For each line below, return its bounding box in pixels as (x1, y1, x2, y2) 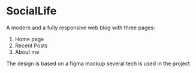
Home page (14, 35, 44, 42)
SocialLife (6, 4, 57, 18)
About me (14, 48, 40, 55)
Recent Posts (14, 42, 48, 49)
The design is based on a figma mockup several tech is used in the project (6, 60, 190, 67)
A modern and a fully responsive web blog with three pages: (6, 24, 155, 31)
